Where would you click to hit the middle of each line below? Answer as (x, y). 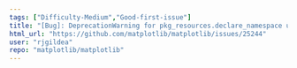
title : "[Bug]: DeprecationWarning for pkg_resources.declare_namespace (146, 26)
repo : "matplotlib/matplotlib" (67, 50)
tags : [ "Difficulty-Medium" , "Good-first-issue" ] (100, 17)
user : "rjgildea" (41, 42)
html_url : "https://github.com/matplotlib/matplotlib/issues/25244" (138, 34)
